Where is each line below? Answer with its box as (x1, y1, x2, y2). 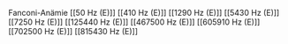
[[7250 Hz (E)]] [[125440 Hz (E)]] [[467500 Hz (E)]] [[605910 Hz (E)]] (8, 17, 261, 27)
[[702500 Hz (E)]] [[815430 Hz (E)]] (8, 26, 139, 36)
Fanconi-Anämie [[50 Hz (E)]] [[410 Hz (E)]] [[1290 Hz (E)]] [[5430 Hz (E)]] (8, 8, 280, 18)
